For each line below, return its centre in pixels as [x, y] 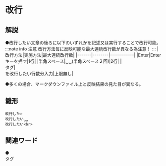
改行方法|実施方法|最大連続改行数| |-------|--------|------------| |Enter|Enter [83, 55]
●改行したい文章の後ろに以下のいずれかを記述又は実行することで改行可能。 [83, 43]
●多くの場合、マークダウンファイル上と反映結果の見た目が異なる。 [74, 84]
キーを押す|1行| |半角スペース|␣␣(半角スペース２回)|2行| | [63, 61]
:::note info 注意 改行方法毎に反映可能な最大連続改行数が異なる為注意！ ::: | [82, 49]
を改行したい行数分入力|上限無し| [39, 74]
